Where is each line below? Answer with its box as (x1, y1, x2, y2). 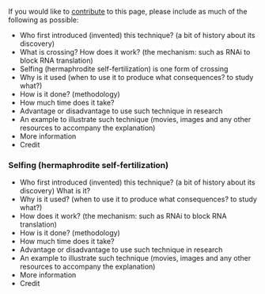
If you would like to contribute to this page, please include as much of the (8, 7, 248, 16)
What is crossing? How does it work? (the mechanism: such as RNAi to (19, 48, 251, 56)
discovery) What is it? (19, 186, 91, 196)
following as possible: (8, 15, 79, 25)
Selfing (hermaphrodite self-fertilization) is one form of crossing (19, 64, 229, 74)
